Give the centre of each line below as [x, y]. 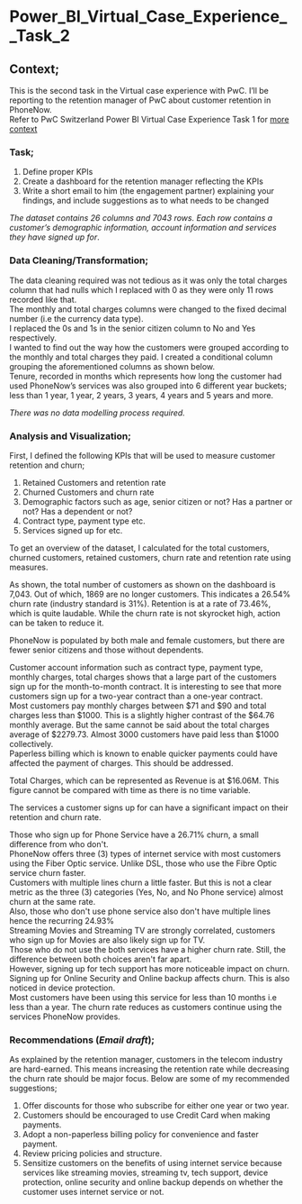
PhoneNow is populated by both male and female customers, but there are [147, 640]
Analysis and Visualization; [71, 436]
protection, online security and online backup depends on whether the [153, 1182]
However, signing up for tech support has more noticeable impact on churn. [150, 968]
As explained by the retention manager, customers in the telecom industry [146, 1060]
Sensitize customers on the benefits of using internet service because [152, 1163]
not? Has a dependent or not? [77, 511]
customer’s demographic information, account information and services [143, 228]
